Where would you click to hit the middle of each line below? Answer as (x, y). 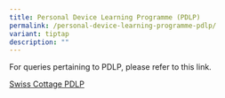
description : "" (39, 42)
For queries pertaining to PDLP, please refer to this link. (110, 67)
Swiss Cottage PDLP (47, 84)
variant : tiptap (39, 34)
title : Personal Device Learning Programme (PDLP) (105, 17)
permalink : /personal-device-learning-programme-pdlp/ (113, 26)
